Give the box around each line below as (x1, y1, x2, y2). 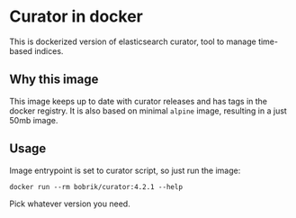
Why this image (9, 72, 99, 87)
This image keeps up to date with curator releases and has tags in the (9, 95, 268, 106)
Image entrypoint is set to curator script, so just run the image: (9, 165, 241, 176)
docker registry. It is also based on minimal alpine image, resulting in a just (9, 105, 288, 116)
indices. (34, 45, 64, 56)
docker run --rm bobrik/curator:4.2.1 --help (9, 182, 183, 191)
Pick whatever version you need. (9, 198, 130, 209)
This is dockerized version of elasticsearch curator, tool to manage (9, 36, 256, 47)
